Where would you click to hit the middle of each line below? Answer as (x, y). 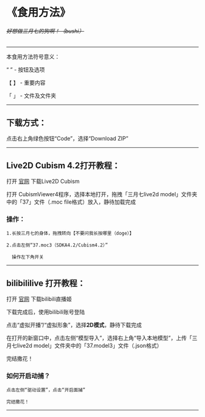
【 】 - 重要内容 (26, 83)
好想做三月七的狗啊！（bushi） (45, 31)
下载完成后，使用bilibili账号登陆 (46, 312)
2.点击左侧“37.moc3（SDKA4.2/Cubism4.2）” (57, 245)
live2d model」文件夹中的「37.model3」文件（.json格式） (90, 345)
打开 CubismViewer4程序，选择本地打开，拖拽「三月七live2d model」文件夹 (102, 194)
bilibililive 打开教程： (46, 283)
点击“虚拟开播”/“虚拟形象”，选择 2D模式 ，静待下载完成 (74, 325)
